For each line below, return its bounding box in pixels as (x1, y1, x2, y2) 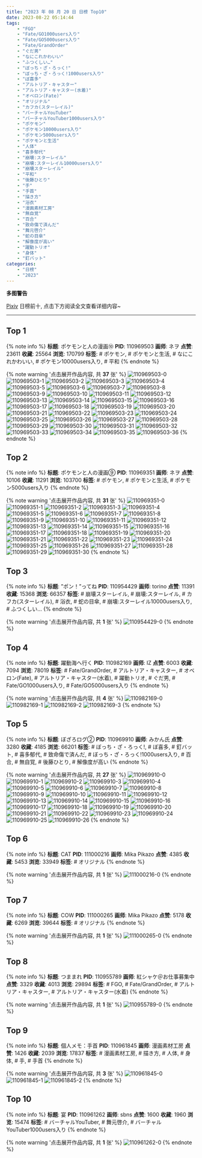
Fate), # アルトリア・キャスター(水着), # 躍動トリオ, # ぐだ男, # (19, 675, 176, 681)
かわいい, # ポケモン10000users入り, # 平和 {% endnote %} (11, 357, 159, 365)
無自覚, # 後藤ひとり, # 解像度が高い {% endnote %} (19, 758, 148, 766)
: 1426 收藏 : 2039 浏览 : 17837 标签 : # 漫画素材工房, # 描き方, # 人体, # (11, 1049, 185, 1057)
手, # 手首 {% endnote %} (19, 1057, 83, 1065)
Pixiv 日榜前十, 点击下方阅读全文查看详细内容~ (6, 302, 121, 309)
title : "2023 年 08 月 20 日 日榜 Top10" (6, 8, 107, 15)
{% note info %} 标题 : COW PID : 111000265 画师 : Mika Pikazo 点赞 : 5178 (6, 911, 185, 919)
